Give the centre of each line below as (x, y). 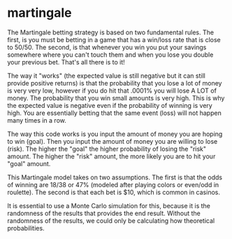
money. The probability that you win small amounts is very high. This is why (116, 98)
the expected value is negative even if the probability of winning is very (110, 105)
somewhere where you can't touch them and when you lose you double (110, 55)
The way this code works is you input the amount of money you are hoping (115, 134)
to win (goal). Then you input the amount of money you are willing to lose (113, 141)
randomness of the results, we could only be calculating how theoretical (111, 220)
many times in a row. (37, 120)
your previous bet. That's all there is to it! (66, 62)
